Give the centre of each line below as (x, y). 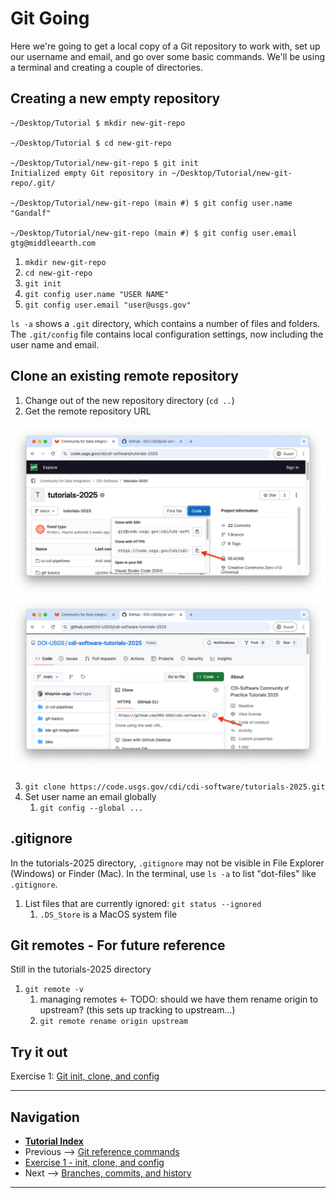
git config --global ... (91, 808)
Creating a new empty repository (115, 98)
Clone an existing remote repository (124, 376)
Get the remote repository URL (88, 411)
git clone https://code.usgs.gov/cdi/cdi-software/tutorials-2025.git (175, 787)
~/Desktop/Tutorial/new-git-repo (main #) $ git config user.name (151, 203)
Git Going (50, 18)
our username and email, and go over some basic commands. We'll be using (167, 56)
